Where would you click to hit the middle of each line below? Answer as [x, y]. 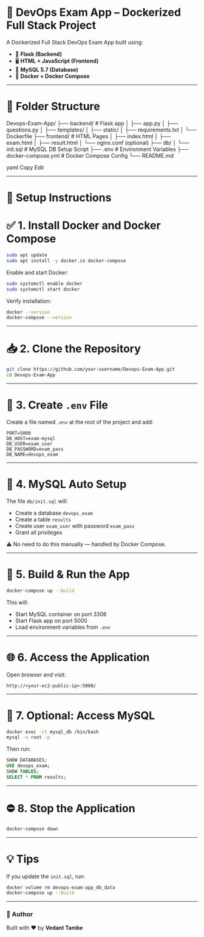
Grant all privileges [39, 532]
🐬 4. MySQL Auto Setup [66, 484]
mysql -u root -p [28, 737]
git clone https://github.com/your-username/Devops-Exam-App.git [90, 370]
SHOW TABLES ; [23, 771]
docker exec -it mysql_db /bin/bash [53, 732]
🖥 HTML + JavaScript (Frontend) [57, 61]
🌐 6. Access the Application [78, 657]
